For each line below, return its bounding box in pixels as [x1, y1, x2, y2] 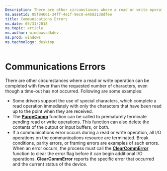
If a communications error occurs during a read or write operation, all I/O [12, 129, 162, 135]
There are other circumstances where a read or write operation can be [5, 78, 150, 84]
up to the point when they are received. [12, 108, 93, 114]
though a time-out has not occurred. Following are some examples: [5, 88, 143, 94]
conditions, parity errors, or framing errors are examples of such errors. [12, 140, 160, 146]
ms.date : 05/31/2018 [5, 21, 48, 26]
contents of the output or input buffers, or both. [12, 124, 110, 130]
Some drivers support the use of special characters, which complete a [12, 97, 157, 103]
